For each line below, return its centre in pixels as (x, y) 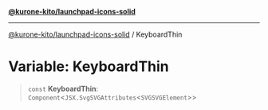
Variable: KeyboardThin (89, 67)
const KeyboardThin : (63, 88)
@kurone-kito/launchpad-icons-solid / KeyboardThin (95, 34)
